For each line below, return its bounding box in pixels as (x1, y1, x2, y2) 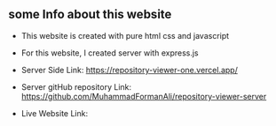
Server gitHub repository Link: (20, 81, 132, 92)
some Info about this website (8, 7, 172, 22)
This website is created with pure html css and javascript (20, 30, 230, 41)
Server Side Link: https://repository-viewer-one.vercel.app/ (20, 64, 239, 75)
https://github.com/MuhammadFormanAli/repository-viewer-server (20, 91, 267, 101)
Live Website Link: (20, 107, 89, 118)
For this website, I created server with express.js (20, 48, 199, 58)
